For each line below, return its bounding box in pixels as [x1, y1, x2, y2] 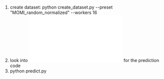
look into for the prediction [9, 57, 160, 63]
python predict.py [9, 68, 47, 74]
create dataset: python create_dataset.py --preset [9, 4, 113, 10]
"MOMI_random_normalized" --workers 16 [9, 9, 97, 15]
